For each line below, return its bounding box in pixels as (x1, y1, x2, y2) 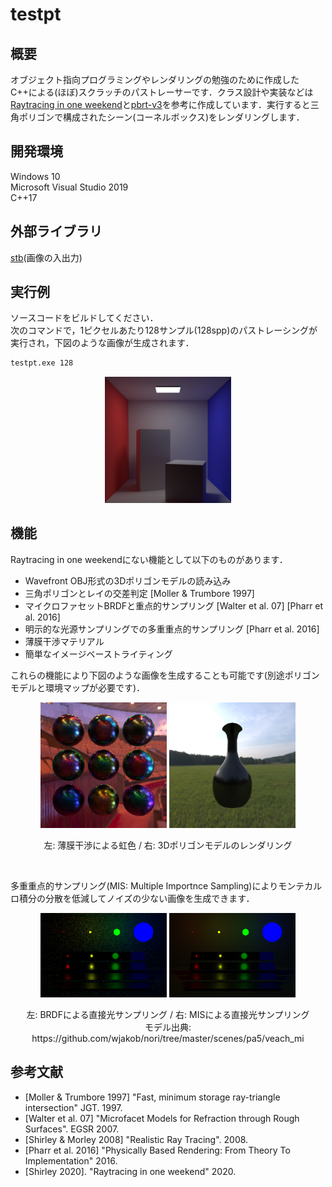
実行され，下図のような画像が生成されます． (10, 337, 195, 349)
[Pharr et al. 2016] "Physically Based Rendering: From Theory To (24, 1144, 291, 1156)
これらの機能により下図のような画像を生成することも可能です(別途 (10, 669, 285, 681)
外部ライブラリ (10, 223, 103, 240)
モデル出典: (144, 1021, 192, 1033)
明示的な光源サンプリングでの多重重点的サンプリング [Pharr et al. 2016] (24, 623, 320, 635)
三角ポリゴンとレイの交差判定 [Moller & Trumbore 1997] (24, 587, 255, 599)
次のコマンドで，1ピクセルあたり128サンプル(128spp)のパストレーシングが (10, 324, 318, 337)
